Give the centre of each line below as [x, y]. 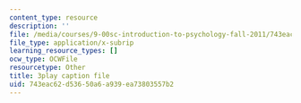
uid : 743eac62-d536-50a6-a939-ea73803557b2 [92, 84]
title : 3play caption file [60, 76]
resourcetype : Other [48, 68]
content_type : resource [54, 17]
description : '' [39, 26]
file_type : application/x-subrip [72, 43]
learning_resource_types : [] [64, 51]
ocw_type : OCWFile [43, 59]
